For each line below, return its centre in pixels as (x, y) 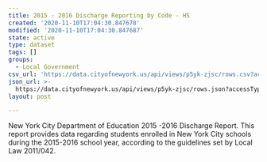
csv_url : (23, 74)
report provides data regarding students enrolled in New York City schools (130, 134)
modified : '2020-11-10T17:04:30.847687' (76, 30)
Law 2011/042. (32, 151)
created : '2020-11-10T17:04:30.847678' (74, 23)
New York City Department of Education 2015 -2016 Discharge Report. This (132, 126)
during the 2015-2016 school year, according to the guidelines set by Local (130, 142)
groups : (21, 60)
